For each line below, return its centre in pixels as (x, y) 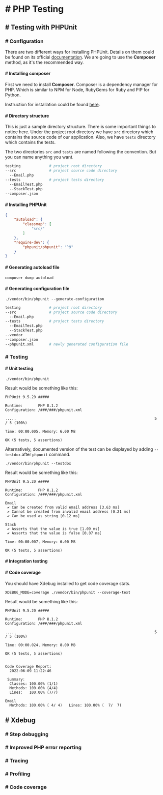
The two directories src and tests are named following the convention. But (81, 152)
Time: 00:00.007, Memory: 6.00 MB (41, 542)
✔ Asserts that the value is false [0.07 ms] (54, 533)
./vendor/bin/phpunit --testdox (38, 463)
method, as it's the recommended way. (45, 62)
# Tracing (17, 761)
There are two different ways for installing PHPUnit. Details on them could (80, 52)
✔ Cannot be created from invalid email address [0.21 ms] (69, 512)
